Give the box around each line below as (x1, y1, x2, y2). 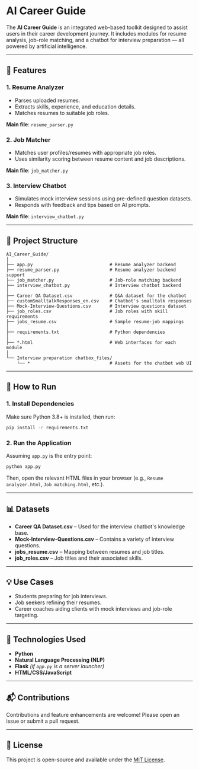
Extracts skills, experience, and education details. (14, 103, 136, 110)
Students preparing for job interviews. (14, 593, 108, 600)
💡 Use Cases (6, 577, 54, 587)
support (6, 272, 25, 278)
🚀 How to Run (6, 382, 57, 392)
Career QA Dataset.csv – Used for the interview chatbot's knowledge (14, 523, 185, 530)
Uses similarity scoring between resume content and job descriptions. (14, 155, 186, 162)
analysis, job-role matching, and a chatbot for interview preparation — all (6, 36, 185, 43)
